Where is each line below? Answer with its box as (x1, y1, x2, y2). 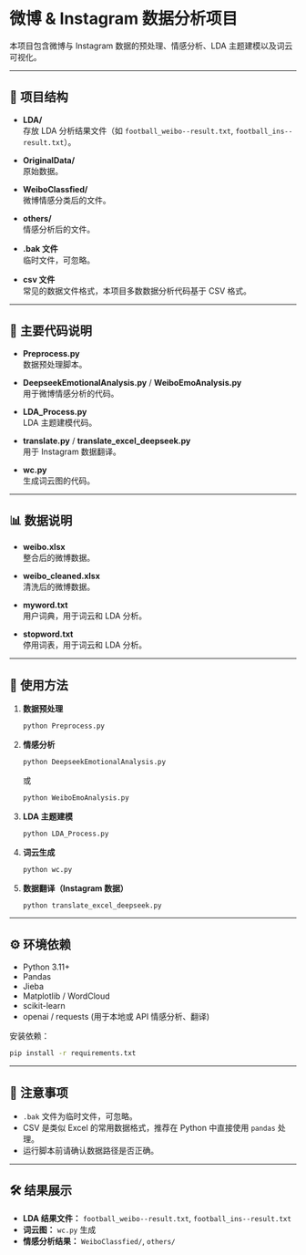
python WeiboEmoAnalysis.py (22, 793, 129, 803)
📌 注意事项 (9, 1084, 68, 1100)
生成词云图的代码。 (22, 475, 96, 486)
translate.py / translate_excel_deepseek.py (22, 435, 191, 446)
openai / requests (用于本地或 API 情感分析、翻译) (22, 1011, 210, 1022)
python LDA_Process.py (22, 829, 109, 838)
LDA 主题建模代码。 (22, 417, 97, 428)
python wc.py (22, 865, 73, 874)
